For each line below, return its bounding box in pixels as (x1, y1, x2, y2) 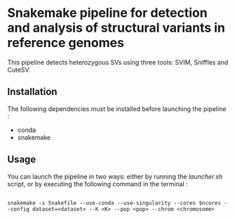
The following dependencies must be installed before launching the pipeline (7, 104, 227, 113)
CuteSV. (7, 65, 31, 74)
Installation (7, 86, 58, 98)
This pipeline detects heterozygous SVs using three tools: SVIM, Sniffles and (7, 58, 229, 66)
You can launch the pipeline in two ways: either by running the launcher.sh (7, 172, 223, 181)
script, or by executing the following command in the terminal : (7, 179, 188, 188)
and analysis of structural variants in (7, 20, 226, 36)
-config (7, 205, 30, 212)
